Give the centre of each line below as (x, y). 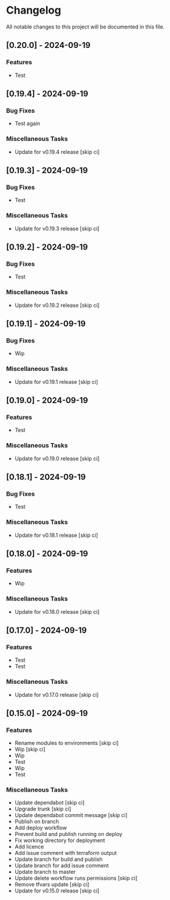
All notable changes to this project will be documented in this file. (86, 27)
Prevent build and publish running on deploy (68, 834)
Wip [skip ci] (30, 750)
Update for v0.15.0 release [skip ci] (57, 891)
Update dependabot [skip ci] (49, 803)
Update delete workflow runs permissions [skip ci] (76, 878)
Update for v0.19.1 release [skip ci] (56, 382)
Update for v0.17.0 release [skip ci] (57, 694)
